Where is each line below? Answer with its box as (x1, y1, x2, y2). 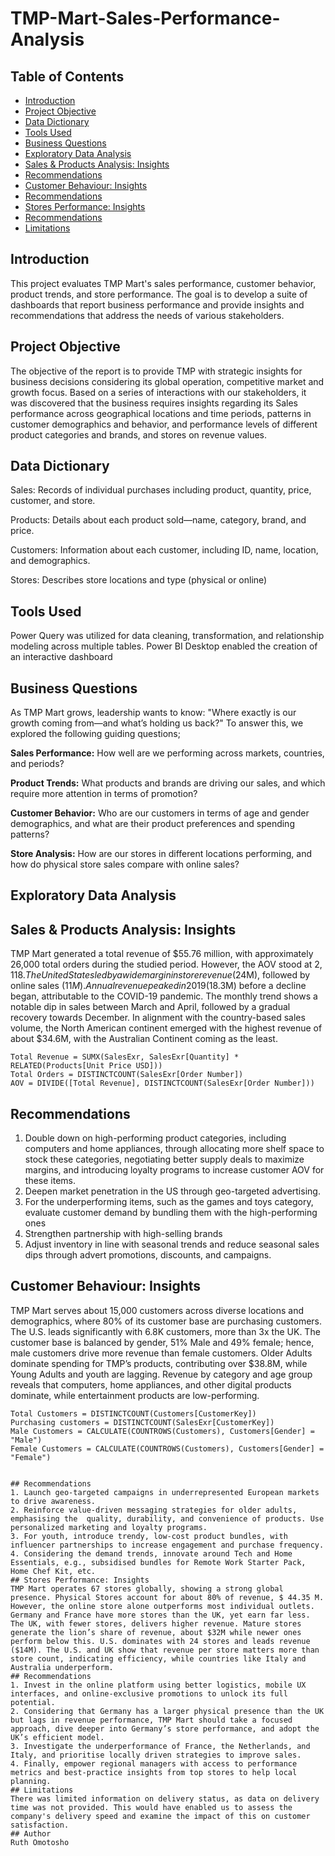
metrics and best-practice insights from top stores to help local (10, 1767, 298, 1777)
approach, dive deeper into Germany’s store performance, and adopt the (10, 1723, 320, 1734)
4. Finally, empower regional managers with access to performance (10, 1758, 298, 1769)
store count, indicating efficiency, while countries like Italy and (10, 1653, 307, 1664)
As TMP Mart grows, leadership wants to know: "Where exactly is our (10, 707, 297, 719)
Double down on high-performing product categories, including (24, 1132, 287, 1144)
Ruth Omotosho (10, 1837, 70, 1847)
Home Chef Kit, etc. (10, 1566, 97, 1576)
